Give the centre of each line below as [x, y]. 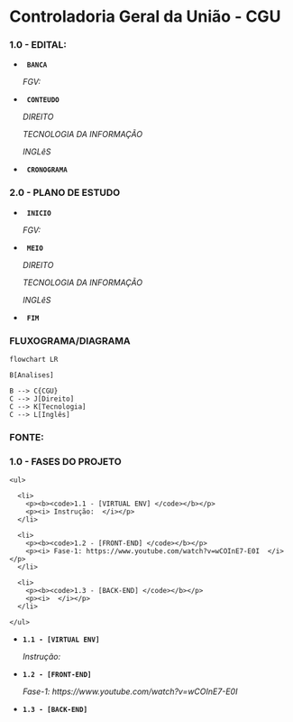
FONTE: [27, 437]
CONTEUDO [43, 100]
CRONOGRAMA [47, 170]
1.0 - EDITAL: [38, 45]
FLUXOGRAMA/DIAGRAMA [70, 340]
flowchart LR [34, 360]
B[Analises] [32, 375]
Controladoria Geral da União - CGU [145, 17]
